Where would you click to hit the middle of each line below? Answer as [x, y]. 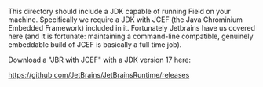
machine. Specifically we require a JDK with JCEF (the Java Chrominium [126, 20]
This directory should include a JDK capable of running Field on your [120, 11]
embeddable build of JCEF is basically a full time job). [95, 45]
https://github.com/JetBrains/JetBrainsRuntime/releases [99, 75]
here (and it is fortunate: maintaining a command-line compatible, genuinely [131, 36]
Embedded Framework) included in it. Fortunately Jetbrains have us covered [132, 28]
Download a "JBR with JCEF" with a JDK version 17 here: [99, 60]
